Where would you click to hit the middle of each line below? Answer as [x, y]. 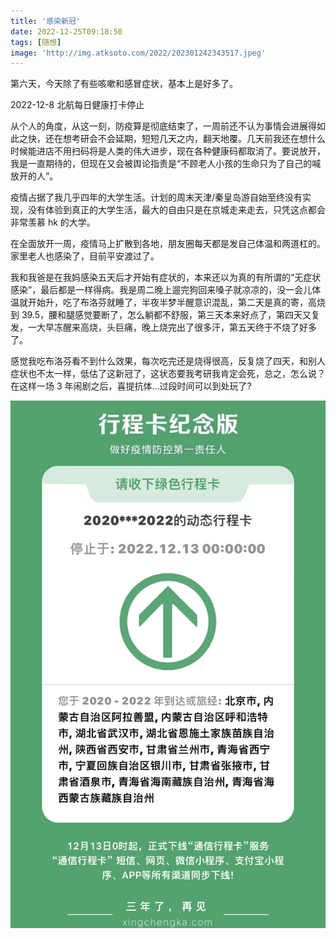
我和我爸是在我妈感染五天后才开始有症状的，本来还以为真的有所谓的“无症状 [166, 277]
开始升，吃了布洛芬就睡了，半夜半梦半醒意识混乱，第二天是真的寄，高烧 [176, 302]
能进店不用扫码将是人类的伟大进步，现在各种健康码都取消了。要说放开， [176, 151]
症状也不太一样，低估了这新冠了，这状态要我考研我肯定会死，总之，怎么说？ [168, 374]
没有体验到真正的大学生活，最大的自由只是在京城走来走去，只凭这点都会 [176, 210]
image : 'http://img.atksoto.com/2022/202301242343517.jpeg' [138, 53]
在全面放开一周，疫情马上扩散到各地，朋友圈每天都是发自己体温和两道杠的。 [168, 244]
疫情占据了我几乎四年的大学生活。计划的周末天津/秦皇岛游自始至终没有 [156, 197]
